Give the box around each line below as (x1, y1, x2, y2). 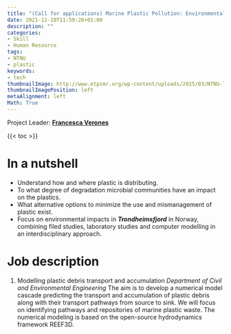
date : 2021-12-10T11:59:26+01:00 (7, 16, 103, 23)
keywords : (7, 67, 36, 74)
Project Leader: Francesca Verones (7, 118, 109, 126)
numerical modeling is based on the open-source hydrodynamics (16, 313, 203, 321)
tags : (7, 49, 23, 56)
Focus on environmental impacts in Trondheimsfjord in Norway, (16, 214, 199, 223)
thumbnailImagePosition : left (7, 87, 94, 93)
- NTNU (7, 55, 26, 62)
